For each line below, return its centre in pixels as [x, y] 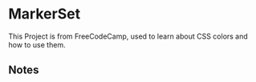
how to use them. [37, 44]
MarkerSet [45, 14]
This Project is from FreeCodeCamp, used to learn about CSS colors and [128, 36]
